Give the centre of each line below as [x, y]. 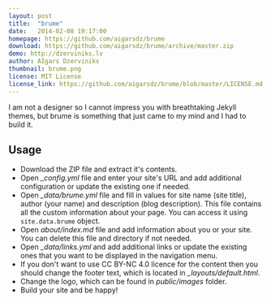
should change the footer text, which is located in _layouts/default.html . [140, 273]
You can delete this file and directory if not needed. [106, 238]
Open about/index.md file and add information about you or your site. [136, 230]
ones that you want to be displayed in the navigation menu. [118, 256]
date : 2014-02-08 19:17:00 [58, 31]
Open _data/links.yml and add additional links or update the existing [133, 247]
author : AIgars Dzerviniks [54, 62]
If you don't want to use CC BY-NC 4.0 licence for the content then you [139, 264]
